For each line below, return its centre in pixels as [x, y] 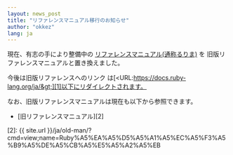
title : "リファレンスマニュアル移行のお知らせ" [68, 20]
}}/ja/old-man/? [69, 130]
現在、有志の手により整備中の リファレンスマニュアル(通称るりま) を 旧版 [113, 54]
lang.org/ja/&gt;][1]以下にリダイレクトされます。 [77, 87]
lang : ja [20, 33]
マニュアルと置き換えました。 [81, 63]
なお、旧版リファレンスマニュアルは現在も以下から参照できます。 [102, 102]
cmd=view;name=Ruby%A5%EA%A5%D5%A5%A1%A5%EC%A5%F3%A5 [116, 138]
